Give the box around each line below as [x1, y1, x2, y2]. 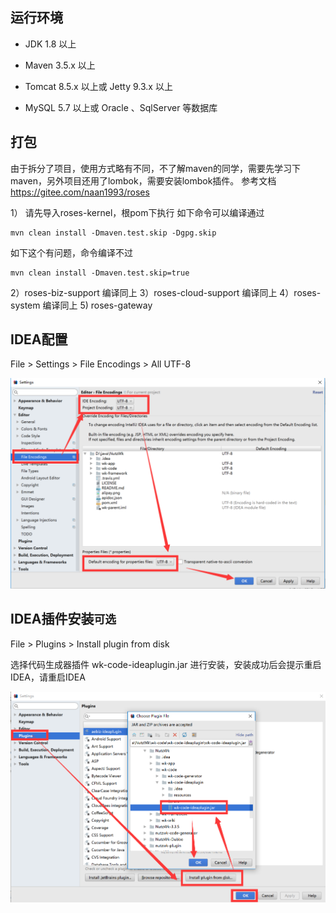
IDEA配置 [10, 331, 68, 348]
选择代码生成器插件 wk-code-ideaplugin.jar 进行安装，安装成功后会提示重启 [10, 658, 322, 670]
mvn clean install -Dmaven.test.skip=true [10, 268, 190, 278]
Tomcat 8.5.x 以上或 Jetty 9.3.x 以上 [24, 80, 173, 92]
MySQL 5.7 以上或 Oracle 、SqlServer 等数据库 [24, 101, 218, 113]
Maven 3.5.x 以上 [24, 59, 96, 71]
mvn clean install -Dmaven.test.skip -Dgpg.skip [10, 228, 217, 238]
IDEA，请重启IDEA [10, 671, 86, 683]
